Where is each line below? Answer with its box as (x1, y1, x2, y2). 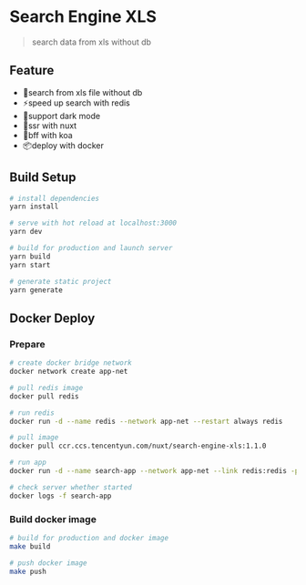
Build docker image (9, 512, 97, 525)
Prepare (9, 338, 46, 350)
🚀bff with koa (22, 129, 73, 140)
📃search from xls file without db (22, 86, 143, 97)
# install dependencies (9, 194, 100, 203)
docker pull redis (9, 391, 79, 401)
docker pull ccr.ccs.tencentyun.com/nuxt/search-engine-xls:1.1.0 (9, 441, 267, 451)
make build (9, 541, 51, 551)
